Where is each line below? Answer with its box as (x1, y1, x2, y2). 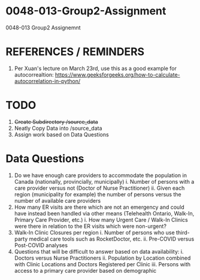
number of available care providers (14, 197, 101, 204)
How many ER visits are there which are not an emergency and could (14, 203, 185, 211)
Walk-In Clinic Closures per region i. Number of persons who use (14, 229, 175, 236)
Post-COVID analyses (14, 241, 68, 249)
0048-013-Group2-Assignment (5, 4, 166, 18)
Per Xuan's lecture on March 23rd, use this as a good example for (14, 65, 177, 72)
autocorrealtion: (14, 71, 54, 78)
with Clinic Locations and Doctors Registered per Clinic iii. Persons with (14, 260, 191, 267)
